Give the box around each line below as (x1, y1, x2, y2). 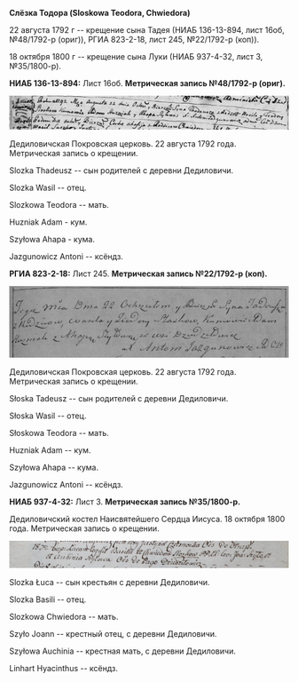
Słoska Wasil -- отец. (9, 410, 87, 421)
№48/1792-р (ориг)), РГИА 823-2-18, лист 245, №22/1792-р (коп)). (9, 35, 260, 44)
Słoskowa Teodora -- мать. (9, 427, 109, 438)
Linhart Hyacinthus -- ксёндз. (9, 662, 118, 673)
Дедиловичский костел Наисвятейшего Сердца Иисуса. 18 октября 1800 (9, 513, 286, 524)
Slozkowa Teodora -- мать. (9, 199, 109, 210)
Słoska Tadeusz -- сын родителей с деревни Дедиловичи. (9, 393, 229, 403)
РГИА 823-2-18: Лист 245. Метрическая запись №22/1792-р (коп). (9, 268, 268, 279)
